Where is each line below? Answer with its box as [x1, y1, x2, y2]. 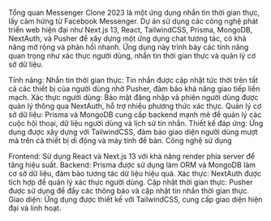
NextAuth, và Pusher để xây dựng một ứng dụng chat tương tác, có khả [8, 33, 247, 43]
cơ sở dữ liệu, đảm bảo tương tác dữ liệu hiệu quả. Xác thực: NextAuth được [8, 169, 262, 178]
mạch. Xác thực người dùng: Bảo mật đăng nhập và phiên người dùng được [8, 93, 259, 102]
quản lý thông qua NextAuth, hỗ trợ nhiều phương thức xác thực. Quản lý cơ [8, 102, 262, 110]
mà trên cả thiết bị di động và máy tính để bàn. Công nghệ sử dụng [8, 136, 233, 145]
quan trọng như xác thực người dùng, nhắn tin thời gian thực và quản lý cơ [8, 51, 256, 60]
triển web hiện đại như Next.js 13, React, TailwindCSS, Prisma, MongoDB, [8, 25, 253, 34]
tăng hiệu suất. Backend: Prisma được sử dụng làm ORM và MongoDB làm [8, 160, 256, 170]
